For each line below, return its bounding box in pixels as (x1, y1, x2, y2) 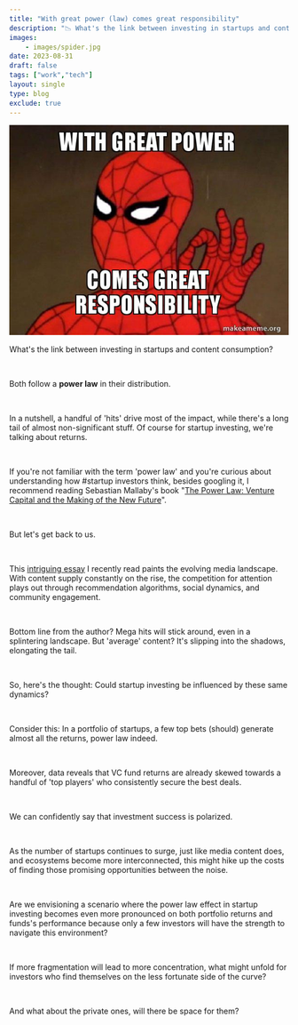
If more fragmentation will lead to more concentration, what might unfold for (9, 961, 287, 973)
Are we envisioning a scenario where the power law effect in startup (9, 899, 259, 909)
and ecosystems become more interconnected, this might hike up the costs (9, 854, 285, 866)
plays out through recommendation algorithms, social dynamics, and (9, 582, 260, 593)
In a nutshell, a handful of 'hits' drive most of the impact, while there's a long (9, 412, 289, 423)
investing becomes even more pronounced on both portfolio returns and (9, 908, 273, 919)
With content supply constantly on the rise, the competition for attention (9, 573, 272, 583)
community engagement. (9, 591, 101, 602)
